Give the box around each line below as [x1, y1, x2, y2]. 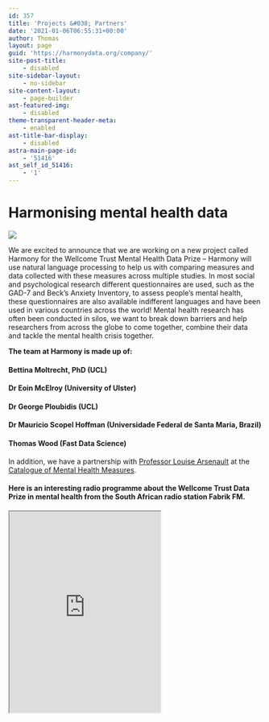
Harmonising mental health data [8, 204, 228, 222]
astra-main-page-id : [8, 146, 78, 155]
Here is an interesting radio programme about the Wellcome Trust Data [8, 484, 250, 493]
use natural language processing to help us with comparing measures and [8, 262, 255, 272]
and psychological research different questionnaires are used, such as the [8, 279, 255, 289]
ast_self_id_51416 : [8, 162, 74, 170]
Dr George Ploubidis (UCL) [8, 402, 99, 411]
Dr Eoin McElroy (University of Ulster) [8, 383, 137, 393]
